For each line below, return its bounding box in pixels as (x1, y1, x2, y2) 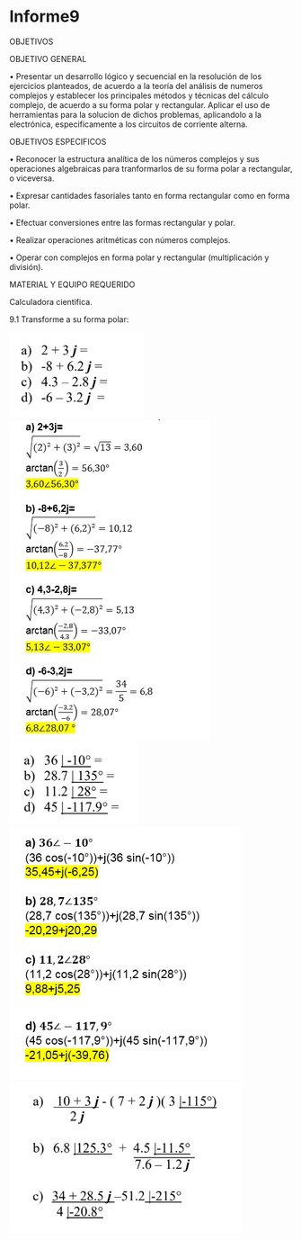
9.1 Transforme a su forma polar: (9, 313, 129, 325)
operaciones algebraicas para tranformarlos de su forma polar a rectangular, (9, 163, 293, 174)
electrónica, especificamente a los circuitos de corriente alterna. (9, 119, 249, 130)
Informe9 (9, 6, 81, 27)
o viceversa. (9, 173, 55, 184)
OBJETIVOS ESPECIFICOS (9, 136, 107, 147)
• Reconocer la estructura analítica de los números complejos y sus (9, 153, 260, 164)
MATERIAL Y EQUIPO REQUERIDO (9, 279, 136, 290)
